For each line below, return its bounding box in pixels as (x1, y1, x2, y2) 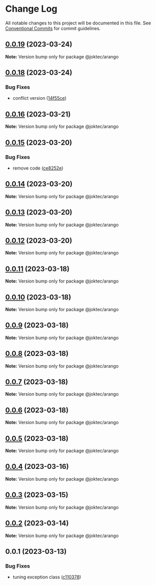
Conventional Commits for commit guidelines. (5, 25, 101, 31)
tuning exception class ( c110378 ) (12, 574, 81, 580)
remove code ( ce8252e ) (12, 165, 64, 171)
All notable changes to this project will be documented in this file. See (5, 20, 151, 26)
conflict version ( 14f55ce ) (12, 95, 67, 101)
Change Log (5, 3, 57, 15)
